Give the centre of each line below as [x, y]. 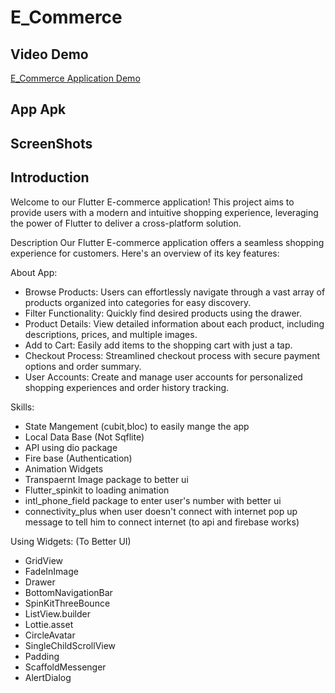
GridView [44, 560]
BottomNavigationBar [68, 592]
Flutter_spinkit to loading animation [97, 490]
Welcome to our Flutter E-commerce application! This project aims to [152, 202]
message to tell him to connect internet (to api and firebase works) [162, 522]
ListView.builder [57, 613]
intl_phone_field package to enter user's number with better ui [153, 500]
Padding [42, 656]
